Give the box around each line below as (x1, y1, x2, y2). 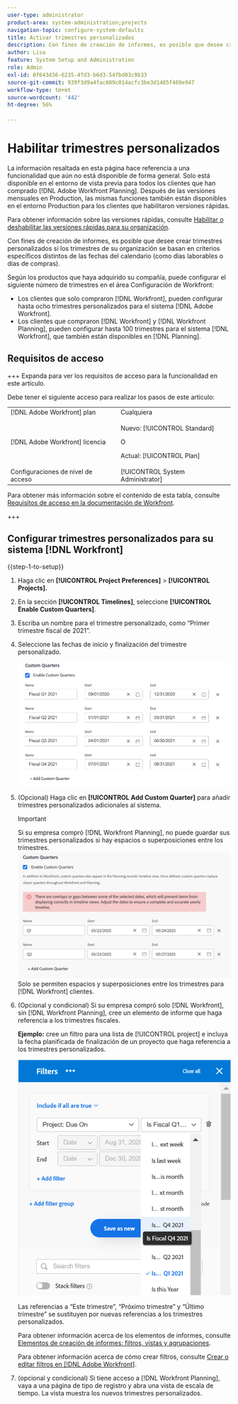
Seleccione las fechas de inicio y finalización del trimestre (17, 640, 187, 649)
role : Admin (7, 64, 42, 71)
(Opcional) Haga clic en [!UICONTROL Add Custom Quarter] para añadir (17, 793, 231, 802)
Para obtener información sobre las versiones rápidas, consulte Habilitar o (7, 215, 225, 224)
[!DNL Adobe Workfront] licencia (10, 437, 106, 446)
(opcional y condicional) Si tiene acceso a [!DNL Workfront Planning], (17, 1374, 220, 1383)
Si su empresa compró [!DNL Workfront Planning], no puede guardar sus (17, 828, 230, 837)
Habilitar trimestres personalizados (7, 141, 220, 156)
